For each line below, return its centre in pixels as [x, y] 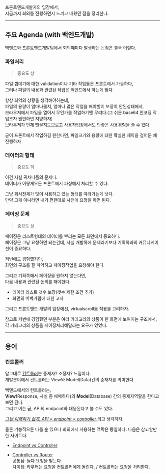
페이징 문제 [17, 214]
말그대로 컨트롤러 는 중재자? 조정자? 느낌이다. [48, 374]
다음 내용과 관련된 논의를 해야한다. [38, 281]
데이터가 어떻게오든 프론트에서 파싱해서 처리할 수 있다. [57, 184]
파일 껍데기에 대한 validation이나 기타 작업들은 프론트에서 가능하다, [69, 84]
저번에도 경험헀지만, [24, 259]
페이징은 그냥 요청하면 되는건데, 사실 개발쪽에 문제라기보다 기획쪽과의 [71, 242]
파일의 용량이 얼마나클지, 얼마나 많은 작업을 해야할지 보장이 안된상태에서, [74, 107]
